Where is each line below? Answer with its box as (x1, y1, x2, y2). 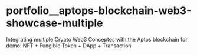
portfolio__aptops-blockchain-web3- (6, 4, 192, 18)
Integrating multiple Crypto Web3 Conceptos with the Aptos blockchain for (6, 36, 188, 43)
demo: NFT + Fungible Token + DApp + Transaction (6, 42, 132, 49)
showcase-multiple (6, 16, 103, 30)
